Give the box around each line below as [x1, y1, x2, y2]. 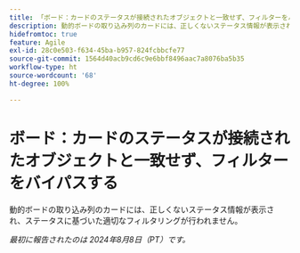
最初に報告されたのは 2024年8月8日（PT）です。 [9, 233, 191, 245]
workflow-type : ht [9, 63, 77, 72]
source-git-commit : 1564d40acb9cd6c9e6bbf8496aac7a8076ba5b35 [9, 54, 245, 63]
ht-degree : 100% [9, 79, 69, 88]
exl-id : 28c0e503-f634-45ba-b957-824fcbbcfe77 [9, 46, 185, 55]
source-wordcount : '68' [9, 71, 98, 80]
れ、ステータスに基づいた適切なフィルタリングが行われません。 [9, 215, 243, 225]
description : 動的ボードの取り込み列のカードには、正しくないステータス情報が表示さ [9, 21, 287, 30]
